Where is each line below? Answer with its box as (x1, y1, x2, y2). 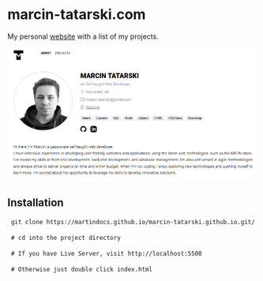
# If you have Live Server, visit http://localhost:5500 (10, 249, 202, 257)
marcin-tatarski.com (7, 6, 146, 24)
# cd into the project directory (10, 234, 122, 242)
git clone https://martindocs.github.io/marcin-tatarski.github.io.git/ (10, 218, 256, 226)
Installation (7, 196, 64, 210)
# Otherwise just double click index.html (10, 265, 153, 273)
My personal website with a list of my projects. (7, 32, 159, 41)
